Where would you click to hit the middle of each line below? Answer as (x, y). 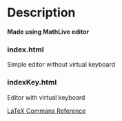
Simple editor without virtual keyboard (61, 65)
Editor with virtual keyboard (46, 97)
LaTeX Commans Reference (47, 111)
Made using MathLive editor (48, 32)
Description (41, 13)
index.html (26, 49)
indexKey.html (32, 82)
